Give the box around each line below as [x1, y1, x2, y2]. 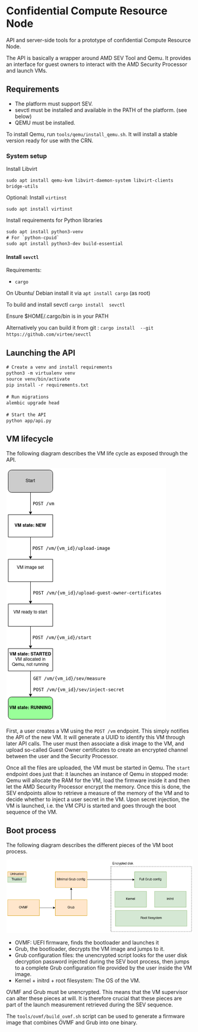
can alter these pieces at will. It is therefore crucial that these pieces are [6, 995, 182, 1002]
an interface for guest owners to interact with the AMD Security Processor [6, 61, 188, 68]
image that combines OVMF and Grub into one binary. [6, 1019, 138, 1026]
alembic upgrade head [6, 400, 60, 406]
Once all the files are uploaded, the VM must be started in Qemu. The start [6, 764, 190, 771]
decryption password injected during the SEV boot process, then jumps [14, 958, 190, 965]
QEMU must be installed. [14, 119, 76, 126]
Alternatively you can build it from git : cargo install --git [6, 324, 154, 332]
